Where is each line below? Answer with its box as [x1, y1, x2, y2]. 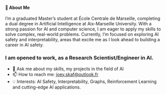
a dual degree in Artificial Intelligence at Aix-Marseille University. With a [5, 21, 152, 27]
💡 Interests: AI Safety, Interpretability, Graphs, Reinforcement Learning [12, 78, 157, 85]
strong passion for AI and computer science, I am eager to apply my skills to [5, 26, 161, 32]
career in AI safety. [5, 42, 44, 48]
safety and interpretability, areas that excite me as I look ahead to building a [5, 37, 160, 43]
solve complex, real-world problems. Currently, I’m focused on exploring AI [5, 31, 159, 37]
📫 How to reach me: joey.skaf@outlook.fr [12, 71, 98, 77]
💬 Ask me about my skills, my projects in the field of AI [12, 66, 124, 72]
